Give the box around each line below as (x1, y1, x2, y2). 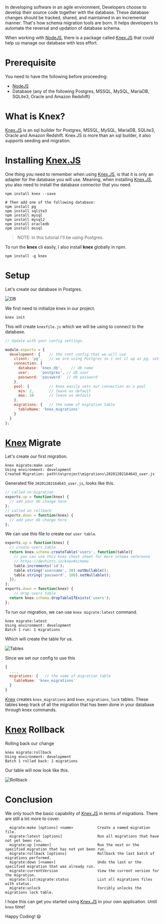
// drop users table (14, 591, 56, 596)
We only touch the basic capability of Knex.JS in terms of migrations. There (5, 810, 158, 816)
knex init (5, 315, 26, 320)
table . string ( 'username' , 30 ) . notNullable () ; (14, 568, 109, 573)
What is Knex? (5, 111, 65, 122)
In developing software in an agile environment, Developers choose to (5, 4, 147, 10)
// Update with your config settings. (5, 338, 84, 343)
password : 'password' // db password (18, 374, 98, 379)
